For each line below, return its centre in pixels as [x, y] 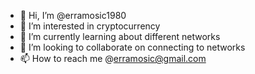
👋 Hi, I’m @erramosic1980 [73, 15]
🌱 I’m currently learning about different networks [120, 36]
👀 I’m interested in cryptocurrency [90, 26]
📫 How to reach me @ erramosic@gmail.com [113, 58]
